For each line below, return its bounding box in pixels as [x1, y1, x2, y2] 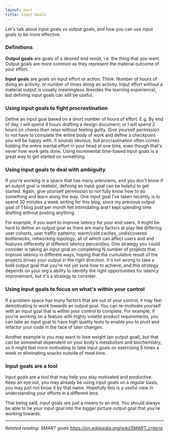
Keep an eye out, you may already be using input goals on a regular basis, [5, 379, 158, 385]
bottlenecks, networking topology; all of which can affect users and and [5, 236, 154, 242]
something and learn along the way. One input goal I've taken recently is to [5, 194, 160, 200]
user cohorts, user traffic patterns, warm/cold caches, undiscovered [5, 230, 147, 236]
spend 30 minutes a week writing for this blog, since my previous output [5, 199, 155, 205]
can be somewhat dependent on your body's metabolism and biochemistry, [5, 339, 162, 345]
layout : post [5, 7, 33, 13]
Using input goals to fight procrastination [5, 104, 108, 112]
